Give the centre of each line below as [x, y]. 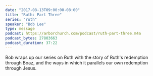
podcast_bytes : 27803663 [31, 39]
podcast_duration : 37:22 [31, 43]
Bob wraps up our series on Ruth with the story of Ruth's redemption [77, 57]
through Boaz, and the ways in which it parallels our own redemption [76, 63]
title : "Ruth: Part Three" [34, 15]
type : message [20, 29]
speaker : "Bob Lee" [26, 24]
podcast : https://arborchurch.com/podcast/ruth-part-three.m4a [73, 33]
